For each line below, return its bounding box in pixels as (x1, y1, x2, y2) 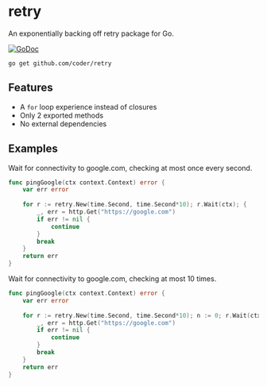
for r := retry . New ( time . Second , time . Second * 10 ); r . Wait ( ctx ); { (22, 201, 247, 209)
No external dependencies (19, 118, 107, 129)
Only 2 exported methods (19, 110, 104, 120)
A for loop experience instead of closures (19, 102, 157, 111)
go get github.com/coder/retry (8, 59, 112, 68)
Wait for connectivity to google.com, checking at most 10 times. (8, 274, 217, 284)
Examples (8, 142, 58, 156)
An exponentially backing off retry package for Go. (8, 29, 175, 38)
